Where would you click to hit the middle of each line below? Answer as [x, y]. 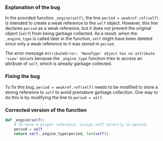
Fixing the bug [23, 76]
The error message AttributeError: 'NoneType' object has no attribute [80, 53]
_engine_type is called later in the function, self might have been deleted [79, 39]
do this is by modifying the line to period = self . [54, 97]
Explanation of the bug [33, 7]
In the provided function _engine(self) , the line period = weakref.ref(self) [82, 18]
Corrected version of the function [46, 110]
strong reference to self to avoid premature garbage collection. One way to [81, 92]
